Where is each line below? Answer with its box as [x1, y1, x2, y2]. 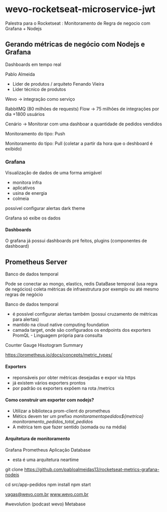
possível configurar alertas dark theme [5, 205, 85, 211]
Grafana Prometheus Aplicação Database [5, 447, 91, 453]
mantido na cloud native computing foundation [12, 322, 109, 328]
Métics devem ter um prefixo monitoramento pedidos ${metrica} [12, 413, 144, 419]
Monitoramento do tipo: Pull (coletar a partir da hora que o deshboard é [5, 140, 153, 147]
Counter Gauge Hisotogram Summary [5, 342, 83, 348]
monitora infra [12, 180, 42, 186]
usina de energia [12, 190, 48, 196]
